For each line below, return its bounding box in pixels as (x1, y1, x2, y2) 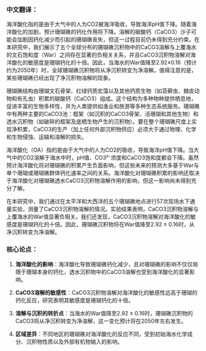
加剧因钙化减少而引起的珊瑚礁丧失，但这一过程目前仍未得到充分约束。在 (17, 36, 200, 44)
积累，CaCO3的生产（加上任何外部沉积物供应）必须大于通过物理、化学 (17, 126, 197, 133)
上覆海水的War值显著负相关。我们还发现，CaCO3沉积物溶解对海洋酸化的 (6, 213, 191, 220)
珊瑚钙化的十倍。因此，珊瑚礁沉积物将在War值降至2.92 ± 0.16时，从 (22, 221, 195, 228)
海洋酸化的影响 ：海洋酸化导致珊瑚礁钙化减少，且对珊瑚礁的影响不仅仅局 (15, 260, 198, 268)
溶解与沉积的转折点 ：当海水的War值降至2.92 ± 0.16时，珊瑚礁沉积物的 (15, 309, 193, 317)
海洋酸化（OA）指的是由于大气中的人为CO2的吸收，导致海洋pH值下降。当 (6, 146, 194, 154)
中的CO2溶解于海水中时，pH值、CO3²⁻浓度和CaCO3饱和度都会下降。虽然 (11, 154, 199, 161)
